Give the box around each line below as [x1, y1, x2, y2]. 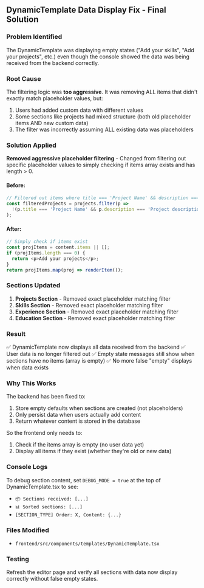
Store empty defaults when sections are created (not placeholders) [15, 405, 183, 412]
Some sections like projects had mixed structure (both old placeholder [15, 112, 191, 120]
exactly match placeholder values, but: [6, 94, 103, 102]
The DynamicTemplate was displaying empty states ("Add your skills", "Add [6, 46, 194, 53]
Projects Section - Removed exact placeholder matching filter [15, 295, 171, 303]
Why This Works [6, 379, 56, 388]
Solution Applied [6, 141, 56, 149]
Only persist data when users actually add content [15, 411, 141, 419]
